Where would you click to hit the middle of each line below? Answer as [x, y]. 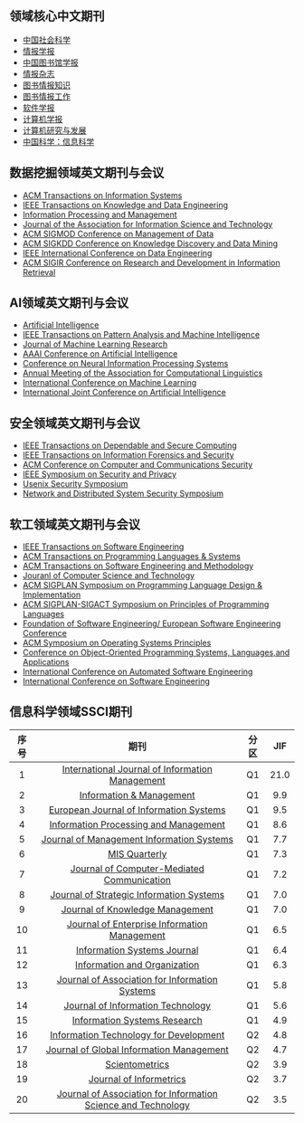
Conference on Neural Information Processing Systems [125, 364]
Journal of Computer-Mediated [138, 869]
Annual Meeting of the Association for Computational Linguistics [142, 373]
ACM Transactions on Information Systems [102, 195]
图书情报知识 [46, 85]
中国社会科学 [46, 40]
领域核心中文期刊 [57, 16]
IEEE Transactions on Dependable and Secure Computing [129, 445]
